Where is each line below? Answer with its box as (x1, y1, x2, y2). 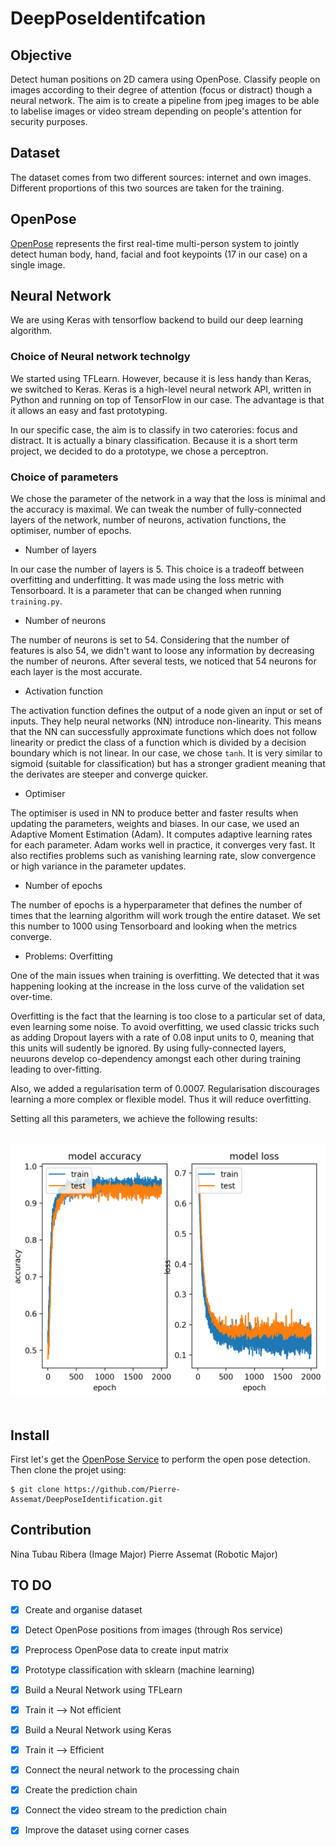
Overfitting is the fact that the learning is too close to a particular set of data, (10, 1010, 326, 1022)
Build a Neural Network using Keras (24, 1724, 172, 1736)
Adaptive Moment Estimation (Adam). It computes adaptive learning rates (10, 828, 313, 841)
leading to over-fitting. (10, 1063, 103, 1076)
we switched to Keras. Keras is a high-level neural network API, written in (10, 383, 312, 395)
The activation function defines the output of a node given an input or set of (10, 705, 323, 717)
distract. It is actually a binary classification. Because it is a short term (10, 434, 298, 446)
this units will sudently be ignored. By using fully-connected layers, (10, 1042, 287, 1054)
